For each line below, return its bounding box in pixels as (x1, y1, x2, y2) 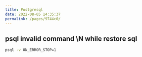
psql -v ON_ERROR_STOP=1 (5, 48, 56, 53)
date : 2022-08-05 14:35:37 (5, 12, 61, 17)
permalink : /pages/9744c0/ (5, 16, 61, 21)
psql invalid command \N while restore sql (5, 34, 138, 43)
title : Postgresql (5, 7, 43, 12)
